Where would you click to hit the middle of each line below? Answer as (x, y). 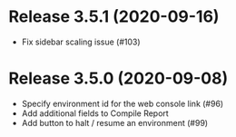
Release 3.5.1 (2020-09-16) (114, 17)
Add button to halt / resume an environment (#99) (115, 122)
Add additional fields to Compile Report (95, 113)
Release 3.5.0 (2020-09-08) (118, 78)
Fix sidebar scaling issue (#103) (81, 42)
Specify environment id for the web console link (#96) (123, 103)
